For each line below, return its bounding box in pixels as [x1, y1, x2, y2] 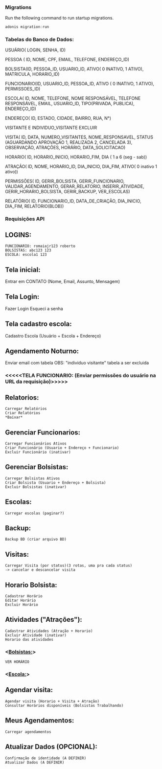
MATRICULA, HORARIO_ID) [5, 71, 60, 77]
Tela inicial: [5, 266, 41, 274]
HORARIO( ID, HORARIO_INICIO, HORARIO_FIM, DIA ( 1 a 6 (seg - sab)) [5, 154, 147, 160]
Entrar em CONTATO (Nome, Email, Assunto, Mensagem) [5, 278, 120, 285]
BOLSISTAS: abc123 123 [5, 248, 51, 253]
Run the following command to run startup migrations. [5, 15, 114, 21]
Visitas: [5, 550, 29, 559]
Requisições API [5, 216, 45, 223]
